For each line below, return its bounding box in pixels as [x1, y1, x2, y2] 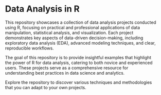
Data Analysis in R [5, 3, 80, 15]
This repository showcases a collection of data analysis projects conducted [5, 19, 157, 25]
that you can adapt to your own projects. [5, 84, 87, 90]
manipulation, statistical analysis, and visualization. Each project [5, 30, 134, 35]
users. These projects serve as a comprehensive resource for [5, 64, 128, 71]
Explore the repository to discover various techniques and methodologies [5, 79, 152, 85]
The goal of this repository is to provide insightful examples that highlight [5, 54, 152, 60]
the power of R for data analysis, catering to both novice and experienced [5, 60, 153, 65]
